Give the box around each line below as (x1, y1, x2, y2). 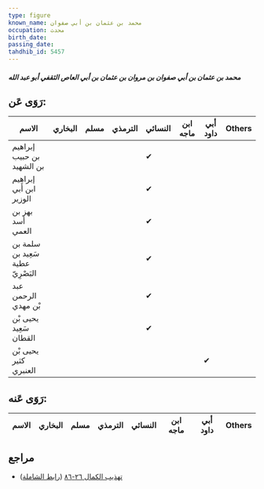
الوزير (12, 193, 31, 204)
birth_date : (8, 33, 47, 42)
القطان (12, 333, 36, 344)
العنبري (12, 365, 37, 376)
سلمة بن (12, 239, 41, 250)
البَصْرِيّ (12, 268, 37, 279)
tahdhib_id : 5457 (8, 48, 65, 56)
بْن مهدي (12, 300, 41, 311)
